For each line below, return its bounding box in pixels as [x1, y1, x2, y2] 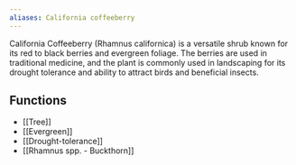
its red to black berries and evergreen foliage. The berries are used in [9, 47, 268, 59]
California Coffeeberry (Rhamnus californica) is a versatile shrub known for [9, 38, 289, 49]
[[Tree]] [22, 116, 51, 127]
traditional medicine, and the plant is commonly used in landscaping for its [9, 57, 286, 68]
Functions [9, 93, 68, 108]
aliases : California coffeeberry [9, 13, 135, 23]
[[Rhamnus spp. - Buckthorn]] [22, 145, 134, 156]
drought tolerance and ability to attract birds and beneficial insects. [9, 67, 259, 78]
